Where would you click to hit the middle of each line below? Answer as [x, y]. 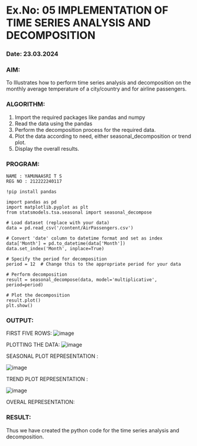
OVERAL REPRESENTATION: [41, 402]
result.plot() [24, 300]
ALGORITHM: [26, 104]
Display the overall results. [47, 148]
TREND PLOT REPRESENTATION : [47, 379]
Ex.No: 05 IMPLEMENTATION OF [87, 10]
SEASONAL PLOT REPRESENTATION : [52, 356]
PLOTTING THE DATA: [33, 345]
